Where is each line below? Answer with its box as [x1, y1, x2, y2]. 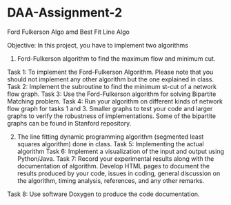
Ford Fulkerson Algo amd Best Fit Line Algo [7, 28, 130, 36]
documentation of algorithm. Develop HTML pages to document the [17, 162, 210, 170]
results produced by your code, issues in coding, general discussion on [17, 169, 221, 177]
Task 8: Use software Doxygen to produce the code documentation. [7, 190, 200, 198]
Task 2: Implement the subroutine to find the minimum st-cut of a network [7, 82, 217, 90]
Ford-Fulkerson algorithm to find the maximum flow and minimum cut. [17, 54, 216, 63]
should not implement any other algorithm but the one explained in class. [7, 75, 214, 84]
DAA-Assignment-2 [7, 5, 123, 21]
